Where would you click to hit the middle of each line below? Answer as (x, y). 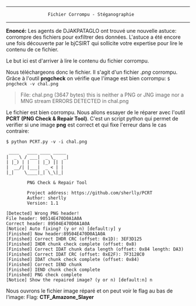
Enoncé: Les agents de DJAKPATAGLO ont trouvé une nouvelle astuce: (91, 31)
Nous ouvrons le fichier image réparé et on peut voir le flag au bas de (90, 291)
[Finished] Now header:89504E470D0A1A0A (56, 234)
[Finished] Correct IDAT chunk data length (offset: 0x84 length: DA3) (95, 249)
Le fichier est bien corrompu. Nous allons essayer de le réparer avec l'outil (96, 112)
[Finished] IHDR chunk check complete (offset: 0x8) (71, 244)
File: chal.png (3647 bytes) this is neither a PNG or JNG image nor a (102, 95)
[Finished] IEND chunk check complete (53, 270)
